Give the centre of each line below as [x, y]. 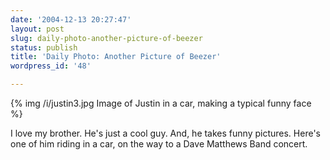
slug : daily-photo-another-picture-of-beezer [106, 38]
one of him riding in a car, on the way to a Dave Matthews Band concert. [159, 144]
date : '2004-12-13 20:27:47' [71, 19]
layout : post [37, 29]
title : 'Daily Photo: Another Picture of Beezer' [116, 57]
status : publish [44, 47]
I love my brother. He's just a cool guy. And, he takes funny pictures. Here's [165, 133]
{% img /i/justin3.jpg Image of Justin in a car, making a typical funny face [161, 103]
